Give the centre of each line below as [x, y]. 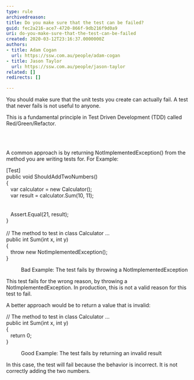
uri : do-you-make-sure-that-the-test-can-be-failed [71, 34]
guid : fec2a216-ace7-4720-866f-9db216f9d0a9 [62, 28]
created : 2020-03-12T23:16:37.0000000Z [55, 39]
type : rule [20, 12]
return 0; [21, 336]
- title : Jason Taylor [34, 61]
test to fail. [19, 294]
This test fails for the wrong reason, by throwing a [67, 281]
